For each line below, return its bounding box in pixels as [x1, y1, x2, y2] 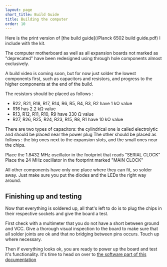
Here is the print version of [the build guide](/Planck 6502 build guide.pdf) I [5, 35, 161, 41]
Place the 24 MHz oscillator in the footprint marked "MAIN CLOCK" [5, 157, 143, 163]
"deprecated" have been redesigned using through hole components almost [5, 56, 162, 62]
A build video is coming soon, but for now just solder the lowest [5, 71, 136, 77]
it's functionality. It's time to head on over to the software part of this [5, 251, 146, 257]
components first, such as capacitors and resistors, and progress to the [5, 76, 152, 82]
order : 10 [5, 21, 26, 27]
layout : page [5, 7, 32, 13]
